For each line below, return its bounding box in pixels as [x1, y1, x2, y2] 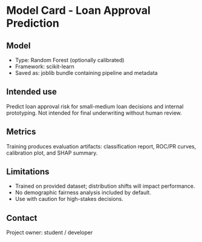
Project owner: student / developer [6, 229, 93, 236]
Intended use [6, 87, 57, 97]
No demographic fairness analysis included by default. [15, 189, 151, 196]
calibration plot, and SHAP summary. [6, 149, 98, 156]
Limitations [6, 167, 50, 177]
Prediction [6, 16, 59, 30]
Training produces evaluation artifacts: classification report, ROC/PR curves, [6, 142, 197, 150]
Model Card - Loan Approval [6, 4, 151, 18]
